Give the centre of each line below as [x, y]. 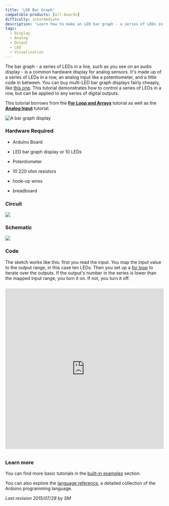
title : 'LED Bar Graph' [30, 10]
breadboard [25, 191]
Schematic [19, 228]
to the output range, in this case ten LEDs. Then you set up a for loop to [79, 267]
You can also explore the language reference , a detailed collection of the [80, 483]
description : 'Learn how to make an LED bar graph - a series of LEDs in [84, 24]
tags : [11, 29]
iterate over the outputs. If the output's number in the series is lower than [81, 273]
